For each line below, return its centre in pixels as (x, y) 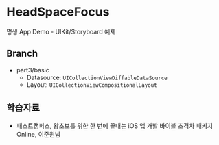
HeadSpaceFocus (58, 12)
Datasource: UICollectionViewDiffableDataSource (97, 77)
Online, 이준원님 (38, 134)
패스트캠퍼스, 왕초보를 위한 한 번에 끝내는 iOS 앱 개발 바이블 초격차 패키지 (115, 126)
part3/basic (33, 70)
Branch (22, 54)
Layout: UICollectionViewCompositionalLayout (92, 84)
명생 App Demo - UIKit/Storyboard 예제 (61, 31)
